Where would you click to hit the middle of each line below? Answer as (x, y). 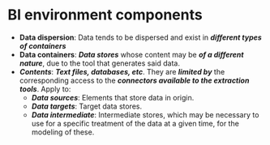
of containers (43, 45)
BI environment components (105, 15)
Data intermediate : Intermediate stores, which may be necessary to (145, 114)
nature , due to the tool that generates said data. (99, 63)
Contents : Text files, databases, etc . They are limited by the (122, 71)
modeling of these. (63, 132)
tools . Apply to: (45, 89)
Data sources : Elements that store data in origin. (113, 97)
